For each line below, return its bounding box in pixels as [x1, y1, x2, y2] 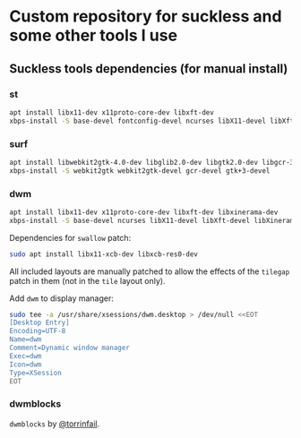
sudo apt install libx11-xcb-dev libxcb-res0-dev [9, 249, 199, 259]
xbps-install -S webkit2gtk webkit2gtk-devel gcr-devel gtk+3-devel [9, 166, 271, 176]
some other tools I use [9, 25, 177, 46]
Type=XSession [9, 368, 63, 377]
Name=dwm [9, 335, 42, 344]
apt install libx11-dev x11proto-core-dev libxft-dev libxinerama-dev [9, 208, 279, 217]
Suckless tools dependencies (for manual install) [9, 61, 288, 76]
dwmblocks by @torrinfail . [9, 418, 100, 429]
